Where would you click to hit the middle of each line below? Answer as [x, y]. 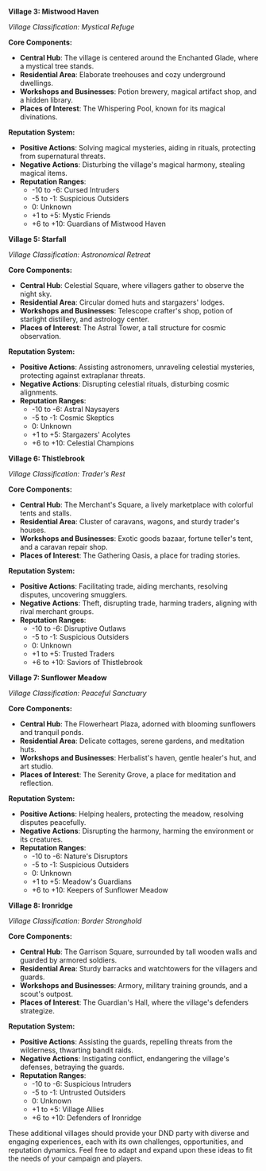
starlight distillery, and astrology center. [84, 319]
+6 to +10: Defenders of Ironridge [86, 1118]
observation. [40, 336]
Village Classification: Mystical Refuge [71, 27]
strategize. [37, 1011]
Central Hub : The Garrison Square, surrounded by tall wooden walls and [138, 951]
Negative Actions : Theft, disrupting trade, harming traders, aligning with [138, 603]
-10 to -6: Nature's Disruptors [80, 856]
